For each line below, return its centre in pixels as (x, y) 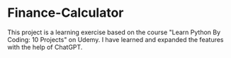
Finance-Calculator (66, 13)
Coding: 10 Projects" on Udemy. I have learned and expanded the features (115, 39)
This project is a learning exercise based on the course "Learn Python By (114, 32)
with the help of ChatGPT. (45, 47)
